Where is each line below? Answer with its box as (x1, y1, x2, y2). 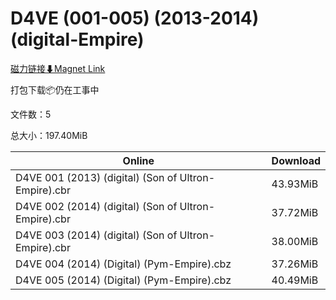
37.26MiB (271, 257, 319, 271)
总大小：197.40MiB (10, 129, 88, 141)
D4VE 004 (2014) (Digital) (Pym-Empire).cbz (15, 257, 232, 271)
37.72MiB (271, 205, 319, 219)
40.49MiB (271, 273, 319, 287)
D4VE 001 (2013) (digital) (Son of (15, 170, 178, 184)
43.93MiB (271, 177, 319, 191)
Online (122, 153, 155, 167)
